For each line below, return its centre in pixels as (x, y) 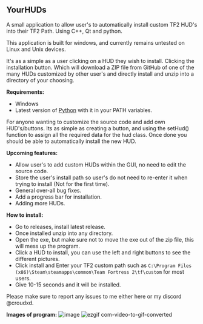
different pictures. (37, 259)
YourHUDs (26, 10)
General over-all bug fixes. (48, 190)
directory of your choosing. (40, 80)
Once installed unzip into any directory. (64, 233)
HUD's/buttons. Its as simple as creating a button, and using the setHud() (98, 128)
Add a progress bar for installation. (58, 197)
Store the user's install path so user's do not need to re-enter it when (101, 177)
